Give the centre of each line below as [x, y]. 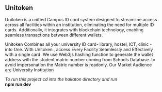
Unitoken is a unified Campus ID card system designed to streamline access [81, 19]
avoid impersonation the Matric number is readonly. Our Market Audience [78, 65]
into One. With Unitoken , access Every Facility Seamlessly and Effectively [79, 49]
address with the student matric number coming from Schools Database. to [80, 59]
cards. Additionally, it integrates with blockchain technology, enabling [74, 30]
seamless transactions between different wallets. [54, 35]
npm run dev [18, 84]
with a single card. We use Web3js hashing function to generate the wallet [79, 54]
